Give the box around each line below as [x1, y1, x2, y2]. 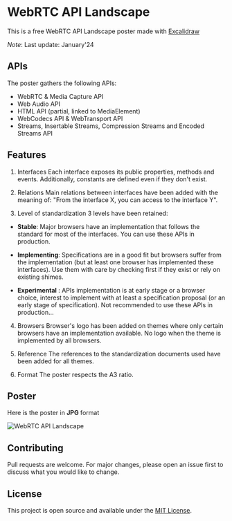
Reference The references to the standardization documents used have [17, 349, 222, 358]
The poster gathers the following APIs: [7, 79, 117, 87]
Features [7, 149, 46, 161]
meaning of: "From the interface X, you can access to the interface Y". [17, 195, 218, 204]
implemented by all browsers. [17, 336, 102, 345]
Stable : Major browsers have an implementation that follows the [17, 222, 200, 230]
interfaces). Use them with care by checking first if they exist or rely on [17, 265, 220, 273]
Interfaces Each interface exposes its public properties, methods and [17, 167, 215, 176]
